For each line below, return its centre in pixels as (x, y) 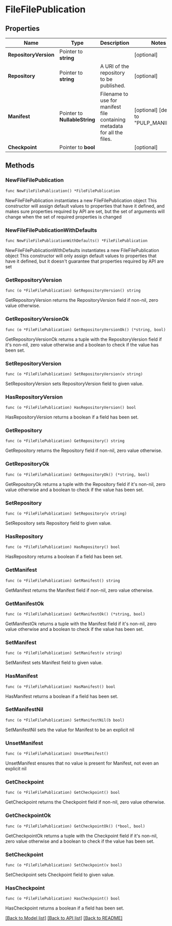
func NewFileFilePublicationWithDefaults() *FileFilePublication (76, 241)
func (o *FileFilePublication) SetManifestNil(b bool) (65, 720)
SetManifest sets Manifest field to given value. (54, 663)
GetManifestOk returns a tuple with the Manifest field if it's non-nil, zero (81, 624)
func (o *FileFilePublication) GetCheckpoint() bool (63, 793)
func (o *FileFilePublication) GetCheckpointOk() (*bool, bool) (75, 826)
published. (113, 86)
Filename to (114, 94)
